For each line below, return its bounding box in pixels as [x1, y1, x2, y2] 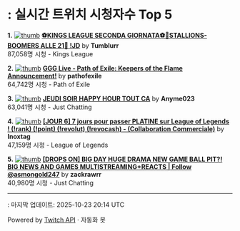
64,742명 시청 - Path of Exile [7, 80, 91, 88]
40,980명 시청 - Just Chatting [7, 178, 94, 187]
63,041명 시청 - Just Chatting [7, 103, 92, 111]
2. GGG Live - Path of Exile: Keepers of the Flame [7, 63, 184, 72]
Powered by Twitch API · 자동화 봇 [7, 215, 106, 224]
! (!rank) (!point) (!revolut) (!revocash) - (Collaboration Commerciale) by [7, 124, 225, 133]
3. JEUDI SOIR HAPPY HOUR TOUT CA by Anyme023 [7, 94, 195, 103]
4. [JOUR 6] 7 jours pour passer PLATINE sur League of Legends [7, 117, 230, 125]
